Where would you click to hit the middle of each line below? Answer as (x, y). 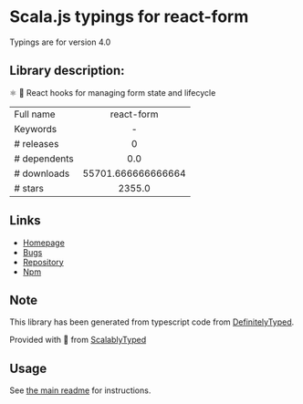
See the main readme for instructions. (80, 390)
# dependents (44, 159)
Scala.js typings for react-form (129, 17)
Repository (43, 262)
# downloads (42, 173)
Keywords (36, 129)
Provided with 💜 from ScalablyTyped (78, 340)
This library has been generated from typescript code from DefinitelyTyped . (152, 322)
